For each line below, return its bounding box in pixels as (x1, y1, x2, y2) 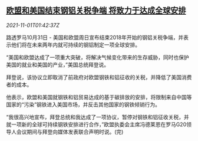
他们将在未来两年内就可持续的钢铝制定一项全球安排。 (11, 41, 140, 48)
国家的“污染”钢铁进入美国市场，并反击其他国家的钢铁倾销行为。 (6, 101, 161, 108)
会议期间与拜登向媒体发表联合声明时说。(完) (16, 128, 124, 135)
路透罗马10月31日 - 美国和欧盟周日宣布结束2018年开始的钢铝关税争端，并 (6, 34, 184, 41)
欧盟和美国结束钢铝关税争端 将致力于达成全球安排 (6, 5, 186, 16)
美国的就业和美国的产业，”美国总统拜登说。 (6, 61, 110, 68)
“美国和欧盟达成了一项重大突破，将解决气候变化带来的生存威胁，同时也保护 (6, 54, 190, 61)
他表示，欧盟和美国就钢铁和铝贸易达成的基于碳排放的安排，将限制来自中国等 (6, 93, 192, 100)
